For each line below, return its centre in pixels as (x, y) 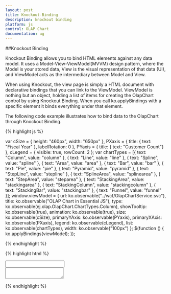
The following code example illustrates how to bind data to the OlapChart (82, 116)
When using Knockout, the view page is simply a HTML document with (80, 84)
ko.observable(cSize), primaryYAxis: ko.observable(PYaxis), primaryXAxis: (84, 217)
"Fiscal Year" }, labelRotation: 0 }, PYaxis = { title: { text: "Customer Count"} (85, 147)
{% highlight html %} (27, 253)
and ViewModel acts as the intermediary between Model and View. (76, 74)
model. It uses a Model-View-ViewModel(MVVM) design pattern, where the (84, 64)
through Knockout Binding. (33, 121)
